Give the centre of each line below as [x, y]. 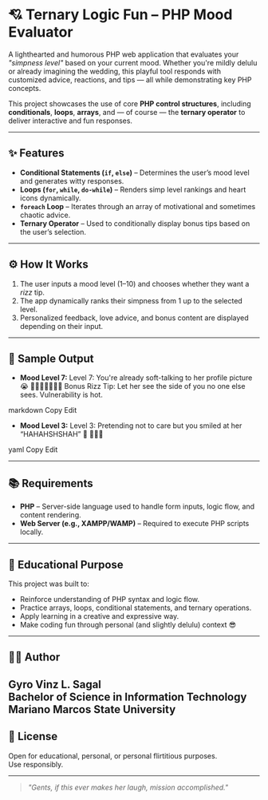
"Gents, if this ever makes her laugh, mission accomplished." [128, 787]
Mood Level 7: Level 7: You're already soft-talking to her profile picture [136, 378]
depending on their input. [61, 326]
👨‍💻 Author [34, 657]
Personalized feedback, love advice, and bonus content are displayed [134, 318]
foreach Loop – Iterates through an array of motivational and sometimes [138, 206]
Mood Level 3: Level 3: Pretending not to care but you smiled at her [131, 426]
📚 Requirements [51, 483]
